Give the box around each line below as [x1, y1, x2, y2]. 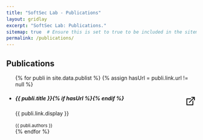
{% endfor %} [14, 127, 50, 135]
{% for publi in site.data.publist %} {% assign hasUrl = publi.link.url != [14, 74, 188, 81]
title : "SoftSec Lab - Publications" [6, 10, 101, 16]
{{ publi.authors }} [14, 122, 53, 129]
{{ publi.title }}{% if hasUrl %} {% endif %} [14, 94, 124, 102]
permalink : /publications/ [6, 35, 74, 42]
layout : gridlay [6, 16, 47, 22]
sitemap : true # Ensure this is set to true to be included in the [6, 29, 182, 35]
